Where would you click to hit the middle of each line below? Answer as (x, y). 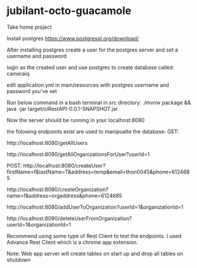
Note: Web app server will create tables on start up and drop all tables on (95, 253)
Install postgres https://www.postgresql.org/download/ (73, 38)
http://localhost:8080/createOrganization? (58, 189)
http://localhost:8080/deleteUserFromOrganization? (69, 218)
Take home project (29, 27)
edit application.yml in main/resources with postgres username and (88, 85)
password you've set (32, 91)
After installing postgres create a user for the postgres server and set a (92, 50)
